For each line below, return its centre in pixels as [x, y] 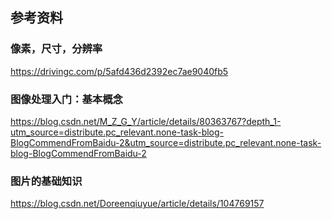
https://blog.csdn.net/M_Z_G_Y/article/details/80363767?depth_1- [146, 121]
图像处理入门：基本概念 [66, 99]
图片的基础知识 [46, 181]
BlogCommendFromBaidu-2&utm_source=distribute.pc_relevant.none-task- [166, 142]
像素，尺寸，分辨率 [56, 49]
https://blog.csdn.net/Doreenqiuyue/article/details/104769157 [137, 204]
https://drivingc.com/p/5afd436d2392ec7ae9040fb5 [119, 71]
